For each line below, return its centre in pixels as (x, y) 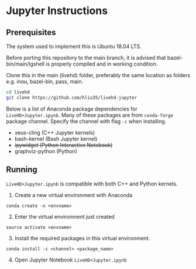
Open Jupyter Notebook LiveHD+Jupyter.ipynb (71, 260)
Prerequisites (31, 32)
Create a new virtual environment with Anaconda (73, 195)
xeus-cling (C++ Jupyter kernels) (55, 132)
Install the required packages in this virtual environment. (82, 238)
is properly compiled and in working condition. (102, 64)
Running (22, 170)
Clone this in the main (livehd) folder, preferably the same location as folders (98, 75)
